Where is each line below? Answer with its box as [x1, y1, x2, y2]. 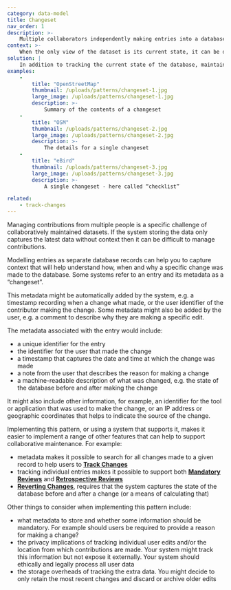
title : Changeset [7, 17, 57, 23]
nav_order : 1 [7, 23, 45, 30]
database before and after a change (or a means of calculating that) [16, 489, 210, 498]
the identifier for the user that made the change [16, 347, 152, 355]
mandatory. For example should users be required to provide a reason [16, 524, 215, 531]
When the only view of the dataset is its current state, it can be [19, 49, 220, 56]
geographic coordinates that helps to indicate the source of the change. [7, 412, 211, 420]
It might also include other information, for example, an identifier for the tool [7, 397, 222, 405]
